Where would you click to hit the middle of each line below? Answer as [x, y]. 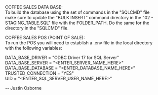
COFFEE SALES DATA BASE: [34, 7]
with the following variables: [34, 48]
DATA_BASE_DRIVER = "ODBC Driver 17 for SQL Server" [62, 58]
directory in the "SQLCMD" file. [37, 28]
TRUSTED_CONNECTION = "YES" [39, 73]
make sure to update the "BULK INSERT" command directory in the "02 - [79, 17]
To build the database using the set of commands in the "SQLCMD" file [77, 12]
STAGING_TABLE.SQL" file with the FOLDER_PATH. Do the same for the [77, 23]
